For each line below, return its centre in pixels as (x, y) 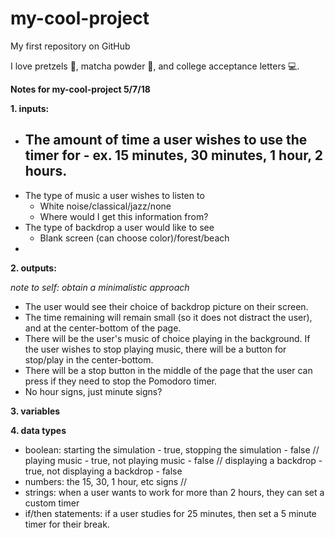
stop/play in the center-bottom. (89, 359)
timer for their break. (67, 524)
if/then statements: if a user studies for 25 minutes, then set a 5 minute (170, 513)
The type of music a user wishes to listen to (114, 195)
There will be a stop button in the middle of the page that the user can (168, 370)
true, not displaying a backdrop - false (103, 471)
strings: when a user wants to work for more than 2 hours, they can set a (174, 492)
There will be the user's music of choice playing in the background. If (167, 338)
